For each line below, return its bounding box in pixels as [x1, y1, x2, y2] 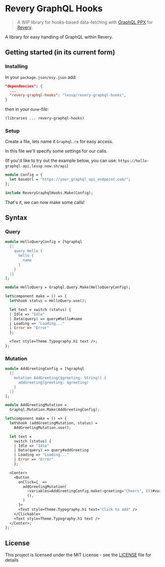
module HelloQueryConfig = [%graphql [5, 239, 82, 244]
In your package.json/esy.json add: [5, 74, 77, 80]
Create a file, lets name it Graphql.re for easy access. [5, 139, 113, 145]
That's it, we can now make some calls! [5, 199, 85, 205]
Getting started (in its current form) [5, 48, 115, 57]
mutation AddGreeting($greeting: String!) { [14, 376, 107, 381]
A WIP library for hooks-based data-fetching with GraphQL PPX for [17, 19, 153, 25]
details [5, 557, 19, 563]
